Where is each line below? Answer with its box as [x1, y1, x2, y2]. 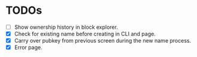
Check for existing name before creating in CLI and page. [14, 31, 156, 37]
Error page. [14, 44, 43, 51]
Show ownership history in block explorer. [14, 23, 118, 31]
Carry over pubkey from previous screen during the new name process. [14, 37, 192, 44]
